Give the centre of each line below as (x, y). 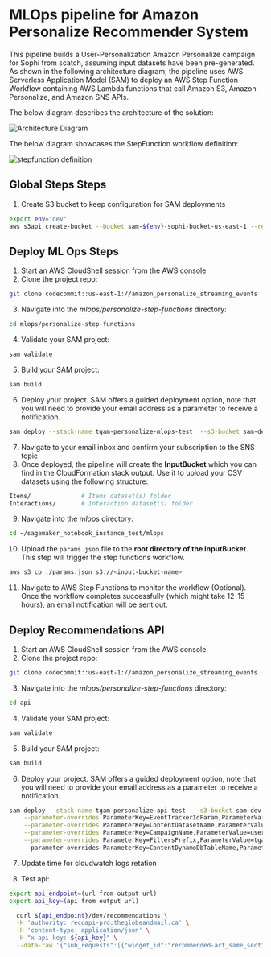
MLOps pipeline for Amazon (104, 15)
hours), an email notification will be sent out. (94, 604)
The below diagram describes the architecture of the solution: (111, 112)
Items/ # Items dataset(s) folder (90, 496)
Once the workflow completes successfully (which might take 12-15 (133, 596)
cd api (20, 703)
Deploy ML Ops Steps (64, 251)
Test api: (35, 878)
